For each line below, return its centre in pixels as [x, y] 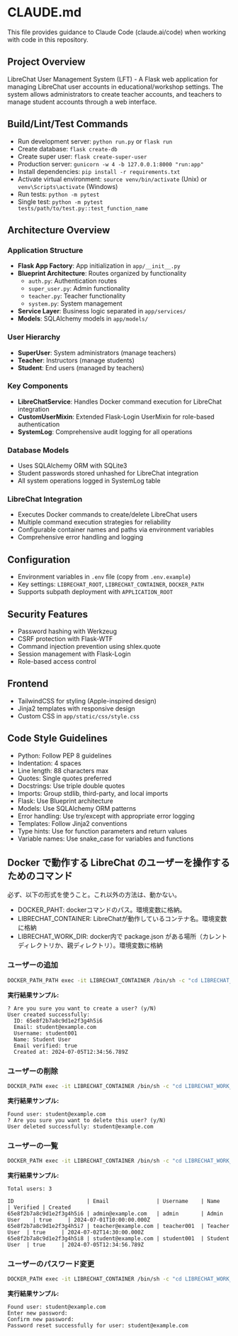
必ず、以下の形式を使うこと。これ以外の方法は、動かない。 [94, 894]
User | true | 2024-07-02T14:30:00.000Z [75, 1233]
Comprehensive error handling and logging [80, 537]
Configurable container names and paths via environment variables [116, 529]
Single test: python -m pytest [60, 201]
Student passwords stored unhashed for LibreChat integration [108, 473]
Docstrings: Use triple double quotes [71, 785]
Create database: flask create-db [68, 149]
